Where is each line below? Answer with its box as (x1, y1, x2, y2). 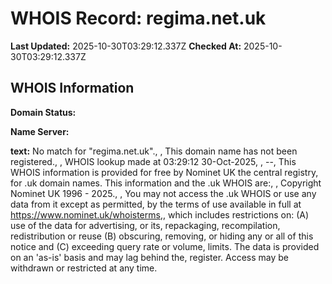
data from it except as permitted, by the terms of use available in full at (10, 198, 302, 210)
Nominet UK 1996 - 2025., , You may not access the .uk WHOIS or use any (10, 187, 317, 199)
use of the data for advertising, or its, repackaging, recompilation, (10, 219, 281, 231)
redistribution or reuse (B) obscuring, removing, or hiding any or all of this (10, 230, 314, 242)
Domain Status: (10, 106, 77, 118)
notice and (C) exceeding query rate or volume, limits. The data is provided (10, 240, 320, 252)
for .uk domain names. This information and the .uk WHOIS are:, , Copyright (10, 177, 322, 189)
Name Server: (10, 125, 70, 137)
